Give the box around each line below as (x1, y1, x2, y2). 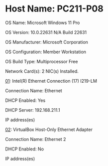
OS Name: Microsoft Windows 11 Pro (5, 20, 80, 26)
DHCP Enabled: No (5, 146, 44, 152)
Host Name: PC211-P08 (5, 3, 104, 15)
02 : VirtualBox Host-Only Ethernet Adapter (5, 126, 93, 132)
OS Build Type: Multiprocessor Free (5, 58, 78, 64)
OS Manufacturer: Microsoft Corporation (5, 39, 89, 45)
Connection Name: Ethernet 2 (5, 136, 66, 142)
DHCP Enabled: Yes (5, 97, 46, 103)
